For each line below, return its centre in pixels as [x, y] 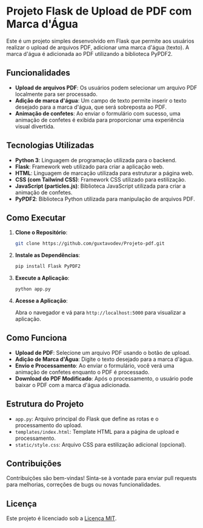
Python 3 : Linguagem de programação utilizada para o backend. [96, 160]
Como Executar [36, 218]
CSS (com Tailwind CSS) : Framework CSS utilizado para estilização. [100, 179]
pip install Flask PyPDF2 [48, 266]
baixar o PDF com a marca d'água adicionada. [73, 385]
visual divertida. [35, 126]
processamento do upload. [49, 425]
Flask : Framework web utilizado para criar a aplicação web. [89, 166]
